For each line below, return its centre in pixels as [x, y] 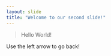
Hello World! [36, 34]
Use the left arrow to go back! [43, 46]
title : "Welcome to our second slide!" [56, 17]
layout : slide [24, 12]
